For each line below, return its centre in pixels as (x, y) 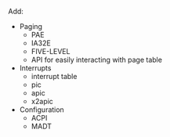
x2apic (42, 101)
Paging (31, 26)
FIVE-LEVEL (51, 51)
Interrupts (35, 68)
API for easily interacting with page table (97, 59)
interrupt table (54, 76)
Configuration (42, 110)
